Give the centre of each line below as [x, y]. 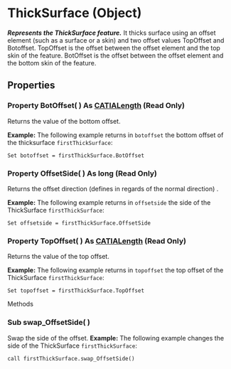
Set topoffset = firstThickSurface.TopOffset [76, 291]
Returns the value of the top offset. [59, 257]
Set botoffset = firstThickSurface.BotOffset [76, 155]
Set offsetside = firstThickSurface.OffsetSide [79, 223]
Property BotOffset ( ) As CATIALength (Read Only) [96, 106]
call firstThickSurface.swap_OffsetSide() [71, 358]
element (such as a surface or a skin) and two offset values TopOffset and [116, 40]
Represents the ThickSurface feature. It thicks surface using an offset [112, 33]
